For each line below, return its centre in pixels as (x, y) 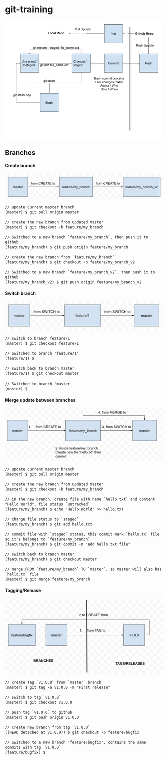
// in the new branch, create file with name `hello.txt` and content (80, 499)
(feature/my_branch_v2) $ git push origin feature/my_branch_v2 (73, 282)
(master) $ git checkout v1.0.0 (39, 703)
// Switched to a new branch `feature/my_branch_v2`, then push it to (80, 272)
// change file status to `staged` (42, 519)
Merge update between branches (40, 400)
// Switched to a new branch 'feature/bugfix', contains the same (76, 743)
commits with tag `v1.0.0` (33, 748)
